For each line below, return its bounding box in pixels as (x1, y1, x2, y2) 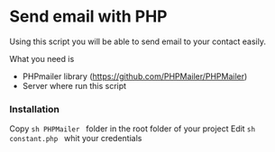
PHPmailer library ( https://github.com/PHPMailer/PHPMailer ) (22, 70, 248, 82)
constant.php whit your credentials (9, 133, 142, 144)
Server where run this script (22, 80, 127, 91)
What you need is (9, 53, 75, 64)
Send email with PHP (9, 6, 168, 27)
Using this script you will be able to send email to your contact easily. (9, 36, 266, 47)
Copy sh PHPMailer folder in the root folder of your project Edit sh (9, 123, 255, 134)
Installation (9, 103, 60, 115)
